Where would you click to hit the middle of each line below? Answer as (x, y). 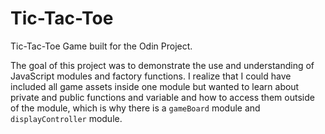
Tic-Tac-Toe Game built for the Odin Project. (101, 46)
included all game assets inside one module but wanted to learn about (155, 86)
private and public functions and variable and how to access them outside (162, 97)
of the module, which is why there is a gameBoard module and (135, 108)
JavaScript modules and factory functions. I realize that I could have (151, 76)
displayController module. (66, 118)
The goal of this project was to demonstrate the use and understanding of (162, 65)
